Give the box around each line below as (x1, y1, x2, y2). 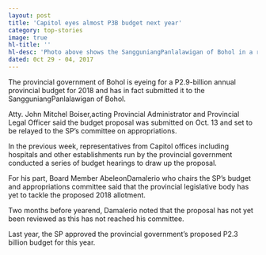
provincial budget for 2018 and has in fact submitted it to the (8, 85, 205, 95)
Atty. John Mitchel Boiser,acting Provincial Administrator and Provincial (8, 109, 240, 118)
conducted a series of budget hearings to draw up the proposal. (8, 158, 218, 167)
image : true (8, 33, 47, 42)
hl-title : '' (8, 41, 51, 49)
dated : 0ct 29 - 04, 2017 (8, 56, 93, 64)
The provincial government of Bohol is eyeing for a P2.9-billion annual (8, 77, 236, 87)
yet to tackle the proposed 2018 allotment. (8, 190, 146, 200)
